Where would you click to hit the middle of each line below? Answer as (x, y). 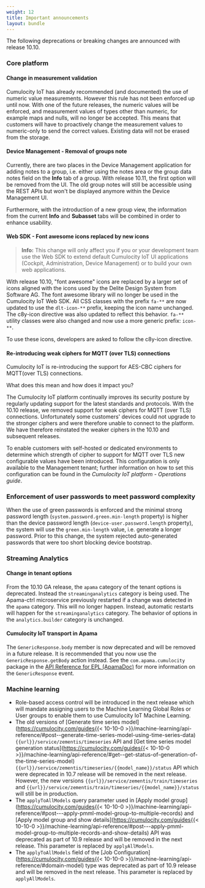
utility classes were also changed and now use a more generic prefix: (94, 320)
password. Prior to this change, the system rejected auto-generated (92, 536)
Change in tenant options (39, 573)
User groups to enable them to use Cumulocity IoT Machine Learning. (103, 716)
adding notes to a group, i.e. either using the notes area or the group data (99, 171)
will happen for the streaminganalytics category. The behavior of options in (102, 613)
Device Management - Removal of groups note (67, 152)
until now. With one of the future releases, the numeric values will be (93, 104)
